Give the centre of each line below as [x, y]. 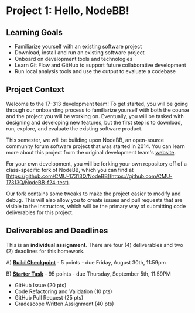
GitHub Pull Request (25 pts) [49, 297]
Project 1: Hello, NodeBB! [68, 11]
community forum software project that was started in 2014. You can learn [96, 146]
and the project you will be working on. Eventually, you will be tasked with [95, 116]
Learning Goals [35, 32]
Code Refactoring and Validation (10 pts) [63, 291]
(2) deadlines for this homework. [45, 251]
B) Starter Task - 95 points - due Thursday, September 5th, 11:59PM [88, 274]
